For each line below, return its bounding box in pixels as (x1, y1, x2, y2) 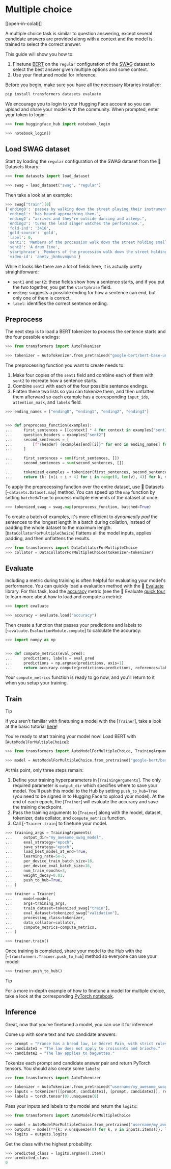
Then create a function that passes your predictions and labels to (5, 622, 142, 628)
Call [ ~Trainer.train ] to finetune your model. (12, 820, 108, 826)
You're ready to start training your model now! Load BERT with (5, 733, 136, 740)
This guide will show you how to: (5, 51, 74, 57)
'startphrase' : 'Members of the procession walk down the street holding (7, 249, 167, 255)
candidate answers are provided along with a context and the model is (5, 36, 153, 42)
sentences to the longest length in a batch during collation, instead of (5, 519, 151, 525)
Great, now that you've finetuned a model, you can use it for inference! (5, 1021, 154, 1027)
